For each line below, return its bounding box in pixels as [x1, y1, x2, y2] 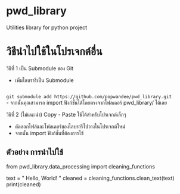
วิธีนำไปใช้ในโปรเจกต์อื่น [6, 45, 103, 58]
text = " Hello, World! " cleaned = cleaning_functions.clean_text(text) [6, 174, 175, 182]
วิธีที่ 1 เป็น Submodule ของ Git [6, 64, 73, 72]
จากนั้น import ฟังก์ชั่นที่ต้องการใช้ [14, 129, 84, 136]
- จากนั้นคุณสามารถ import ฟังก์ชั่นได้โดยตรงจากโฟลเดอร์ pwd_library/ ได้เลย [6, 99, 167, 106]
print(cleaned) [6, 180, 41, 188]
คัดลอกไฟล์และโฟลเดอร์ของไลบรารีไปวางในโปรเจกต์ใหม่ [14, 123, 125, 130]
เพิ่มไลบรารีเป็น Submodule [14, 76, 74, 84]
